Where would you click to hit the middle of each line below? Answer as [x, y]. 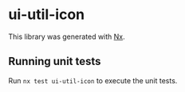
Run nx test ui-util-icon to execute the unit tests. [93, 80]
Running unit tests [55, 61]
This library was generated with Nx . [67, 36]
